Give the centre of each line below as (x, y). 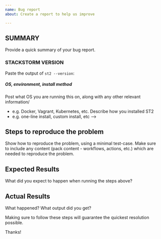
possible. (14, 223)
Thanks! (13, 232)
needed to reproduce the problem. (40, 154)
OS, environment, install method (39, 84)
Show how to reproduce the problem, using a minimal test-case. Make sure (80, 143)
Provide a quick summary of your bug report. (50, 50)
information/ (18, 102)
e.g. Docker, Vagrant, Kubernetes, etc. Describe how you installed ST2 (83, 111)
